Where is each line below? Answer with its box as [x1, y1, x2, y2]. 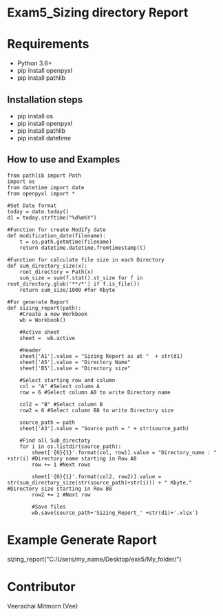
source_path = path [19, 418, 76, 426]
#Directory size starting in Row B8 [7, 485, 112, 492]
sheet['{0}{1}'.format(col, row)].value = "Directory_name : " [32, 449, 217, 456]
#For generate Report [7, 298, 70, 306]
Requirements [7, 36, 89, 52]
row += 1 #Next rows [32, 461, 91, 468]
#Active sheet [19, 328, 60, 335]
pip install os [17, 111, 54, 120]
